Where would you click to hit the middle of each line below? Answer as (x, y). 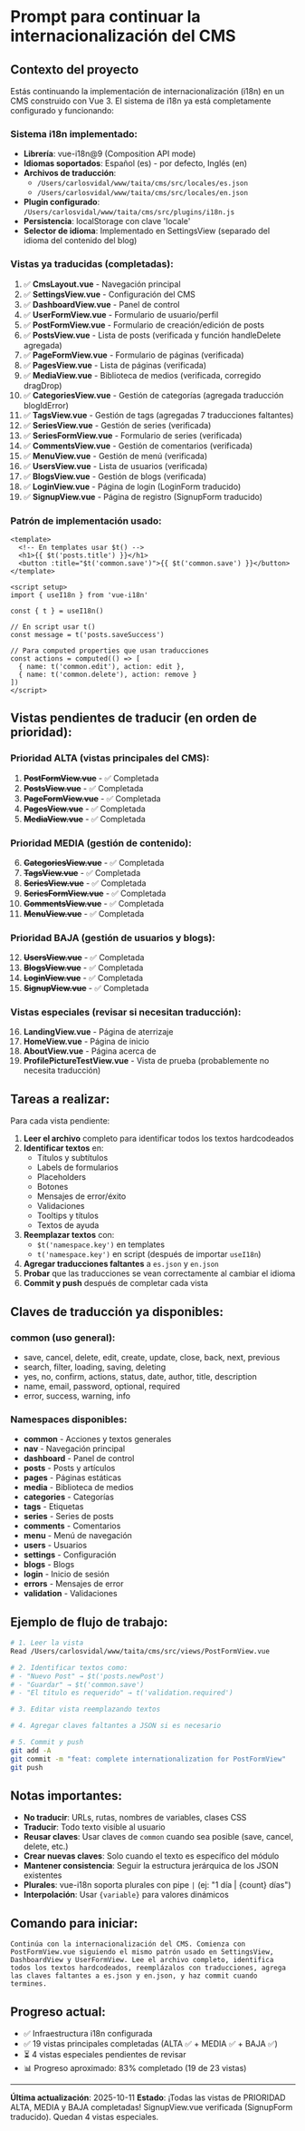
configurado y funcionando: (62, 110)
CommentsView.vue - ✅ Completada (94, 903)
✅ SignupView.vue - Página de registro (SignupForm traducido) (143, 496)
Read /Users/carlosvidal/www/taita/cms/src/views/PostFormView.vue (140, 1651)
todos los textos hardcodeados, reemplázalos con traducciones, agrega (148, 1968)
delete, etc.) (46, 1846)
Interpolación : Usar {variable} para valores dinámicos (126, 1895)
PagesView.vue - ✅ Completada (84, 809)
